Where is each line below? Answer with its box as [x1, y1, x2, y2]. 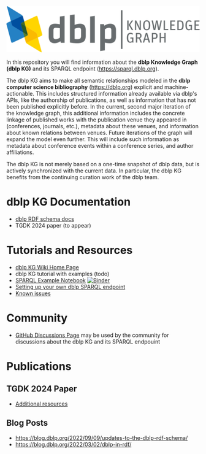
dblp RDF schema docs [15, 215, 75, 223]
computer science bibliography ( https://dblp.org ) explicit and [6, 83, 164, 91]
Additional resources [15, 400, 68, 407]
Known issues [15, 290, 51, 297]
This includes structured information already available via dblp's [36, 90, 197, 98]
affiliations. [6, 148, 34, 156]
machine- [164, 83, 189, 91]
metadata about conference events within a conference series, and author [6, 142, 194, 150]
